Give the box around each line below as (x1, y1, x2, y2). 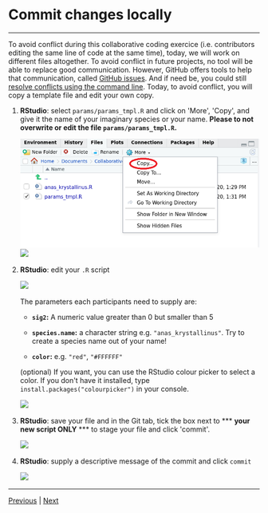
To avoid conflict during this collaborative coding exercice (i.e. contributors (8, 39, 255, 49)
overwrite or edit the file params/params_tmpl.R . (19, 122, 177, 132)
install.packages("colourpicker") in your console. (19, 385, 189, 394)
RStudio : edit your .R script (19, 265, 110, 274)
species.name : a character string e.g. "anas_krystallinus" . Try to (31, 328, 245, 337)
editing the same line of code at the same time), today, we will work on (8, 48, 240, 57)
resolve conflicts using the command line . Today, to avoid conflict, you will (8, 81, 253, 91)
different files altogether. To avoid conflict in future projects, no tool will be (8, 56, 254, 65)
